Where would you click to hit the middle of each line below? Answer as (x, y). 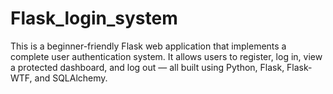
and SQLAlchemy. (71, 78)
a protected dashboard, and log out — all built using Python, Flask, (147, 67)
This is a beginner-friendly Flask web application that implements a (148, 46)
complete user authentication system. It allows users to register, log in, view (166, 56)
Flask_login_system (94, 18)
